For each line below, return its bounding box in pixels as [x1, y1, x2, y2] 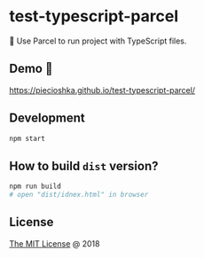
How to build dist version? [9, 158, 159, 174]
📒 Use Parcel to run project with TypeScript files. [9, 35, 187, 46]
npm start [9, 134, 46, 143]
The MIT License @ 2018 [9, 238, 100, 249]
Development [9, 111, 86, 126]
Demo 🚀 [9, 61, 53, 76]
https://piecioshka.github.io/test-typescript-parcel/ [9, 84, 196, 95]
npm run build [9, 182, 62, 192]
